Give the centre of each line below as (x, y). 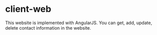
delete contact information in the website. (48, 28)
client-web (28, 9)
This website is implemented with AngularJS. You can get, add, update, (79, 23)
